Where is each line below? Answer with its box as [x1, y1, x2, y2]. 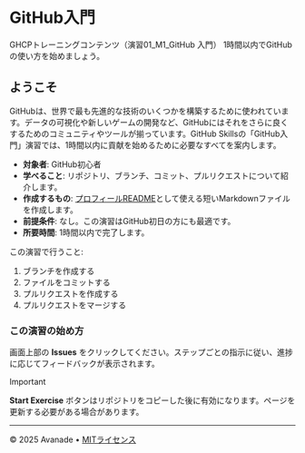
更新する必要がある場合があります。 [9, 407, 144, 418]
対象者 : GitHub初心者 [22, 159, 102, 170]
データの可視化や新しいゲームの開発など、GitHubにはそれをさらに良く [24, 116, 289, 127]
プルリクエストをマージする [22, 300, 127, 310]
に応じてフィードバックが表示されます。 [9, 359, 161, 369]
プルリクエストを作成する [22, 288, 119, 299]
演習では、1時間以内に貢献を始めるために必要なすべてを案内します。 [25, 139, 281, 150]
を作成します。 [22, 204, 79, 215]
